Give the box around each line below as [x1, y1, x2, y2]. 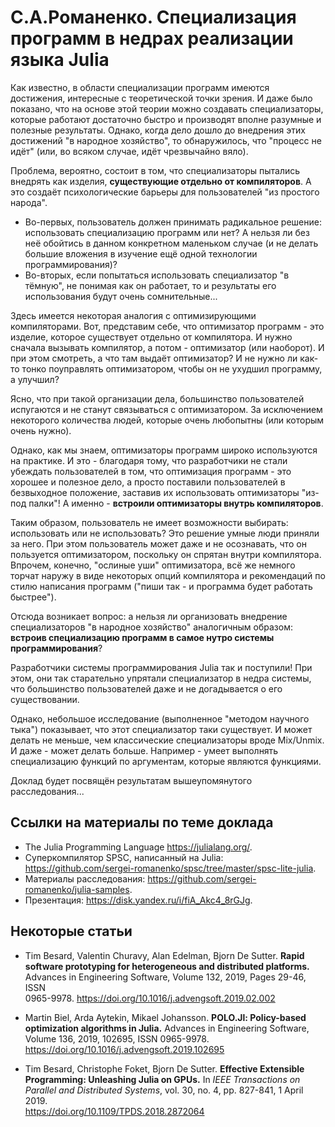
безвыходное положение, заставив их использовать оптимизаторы [10, 486, 300, 498]
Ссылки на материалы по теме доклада [10, 814, 274, 831]
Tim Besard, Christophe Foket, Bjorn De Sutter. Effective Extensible [24, 1062, 305, 1075]
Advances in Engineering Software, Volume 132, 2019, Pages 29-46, [24, 971, 307, 983]
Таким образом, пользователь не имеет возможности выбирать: [10, 516, 289, 528]
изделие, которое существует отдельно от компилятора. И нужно [10, 331, 293, 343]
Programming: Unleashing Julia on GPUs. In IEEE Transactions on [24, 1073, 301, 1085]
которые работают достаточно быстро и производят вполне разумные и [10, 113, 322, 125]
